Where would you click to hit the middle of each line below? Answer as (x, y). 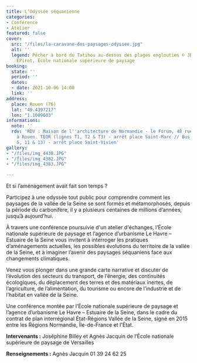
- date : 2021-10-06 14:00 (43, 88)
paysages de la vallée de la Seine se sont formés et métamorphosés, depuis (98, 203)
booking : (17, 66)
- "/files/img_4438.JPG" (36, 153)
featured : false (26, 33)
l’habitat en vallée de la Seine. (42, 295)
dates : (19, 83)
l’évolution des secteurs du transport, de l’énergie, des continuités (86, 276)
